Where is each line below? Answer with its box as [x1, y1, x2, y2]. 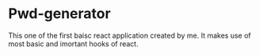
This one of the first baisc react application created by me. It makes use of [8, 31, 251, 40]
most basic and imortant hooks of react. [8, 38, 139, 48]
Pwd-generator [8, 5, 111, 23]
